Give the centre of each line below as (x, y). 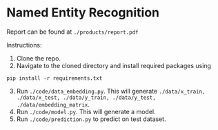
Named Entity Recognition (83, 13)
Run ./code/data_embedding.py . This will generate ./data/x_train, (111, 91)
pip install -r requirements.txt (54, 78)
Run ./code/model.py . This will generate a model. (86, 111)
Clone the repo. (39, 58)
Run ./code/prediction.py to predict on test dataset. (91, 119)
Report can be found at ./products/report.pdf (72, 32)
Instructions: (24, 45)
